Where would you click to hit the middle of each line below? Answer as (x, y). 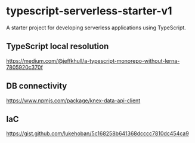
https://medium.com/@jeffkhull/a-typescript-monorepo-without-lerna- (93, 60)
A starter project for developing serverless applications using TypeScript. (96, 28)
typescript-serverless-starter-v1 (89, 11)
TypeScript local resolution (58, 46)
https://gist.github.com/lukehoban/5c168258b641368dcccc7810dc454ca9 (97, 133)
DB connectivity (37, 86)
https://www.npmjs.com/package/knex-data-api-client (73, 101)
